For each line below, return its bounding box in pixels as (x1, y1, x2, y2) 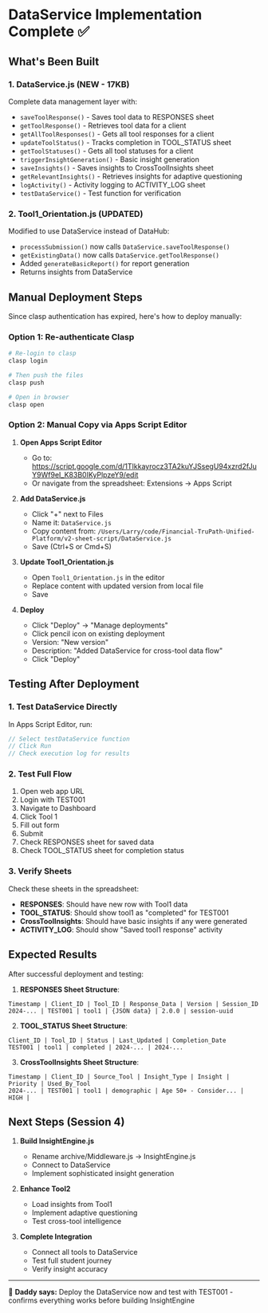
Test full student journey (31, 1256, 112, 1265)
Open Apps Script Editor (19, 437, 102, 447)
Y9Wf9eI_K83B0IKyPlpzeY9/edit (31, 470, 139, 479)
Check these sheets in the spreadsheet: (8, 883, 140, 894)
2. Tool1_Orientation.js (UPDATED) (8, 208, 144, 219)
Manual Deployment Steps (8, 290, 143, 304)
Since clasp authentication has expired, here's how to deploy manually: (8, 311, 242, 320)
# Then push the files (8, 371, 84, 379)
